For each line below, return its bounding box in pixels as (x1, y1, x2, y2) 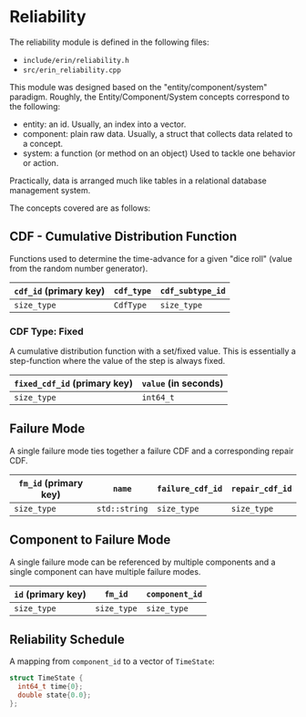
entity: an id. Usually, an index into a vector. (22, 119, 187, 130)
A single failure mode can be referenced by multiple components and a (9, 556, 276, 567)
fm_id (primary (18, 476, 84, 489)
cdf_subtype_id (159, 286, 226, 296)
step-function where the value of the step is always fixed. (9, 356, 226, 367)
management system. (9, 184, 91, 195)
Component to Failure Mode (9, 532, 171, 548)
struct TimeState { (9, 673, 84, 683)
